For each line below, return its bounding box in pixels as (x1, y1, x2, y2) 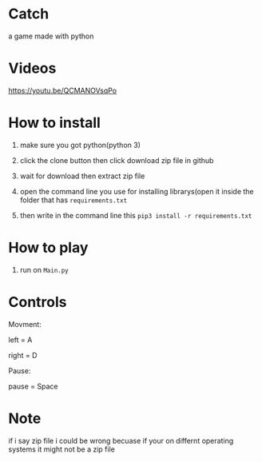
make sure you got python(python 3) (19, 140, 141, 149)
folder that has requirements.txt (19, 195, 128, 205)
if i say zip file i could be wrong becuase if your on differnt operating (8, 436, 234, 445)
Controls (8, 293, 67, 311)
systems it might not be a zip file (8, 444, 116, 454)
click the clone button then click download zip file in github (19, 155, 214, 165)
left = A (8, 335, 33, 345)
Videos (8, 59, 57, 78)
